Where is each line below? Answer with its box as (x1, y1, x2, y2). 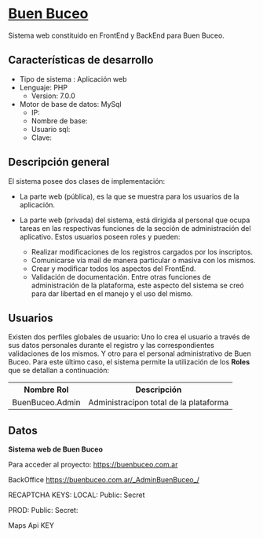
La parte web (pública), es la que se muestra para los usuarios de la (19, 192, 239, 201)
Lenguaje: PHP (19, 82, 68, 92)
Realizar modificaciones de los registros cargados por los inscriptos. (31, 247, 254, 256)
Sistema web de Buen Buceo (8, 445, 104, 454)
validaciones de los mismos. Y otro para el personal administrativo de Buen (8, 349, 251, 358)
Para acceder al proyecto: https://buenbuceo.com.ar (8, 460, 178, 470)
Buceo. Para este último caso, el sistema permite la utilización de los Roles (8, 357, 250, 367)
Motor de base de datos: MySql (19, 99, 122, 108)
